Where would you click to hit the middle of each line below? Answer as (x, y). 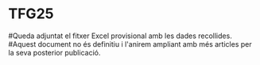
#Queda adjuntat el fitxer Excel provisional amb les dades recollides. (120, 36)
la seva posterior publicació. (54, 52)
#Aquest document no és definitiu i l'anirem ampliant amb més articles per (130, 44)
